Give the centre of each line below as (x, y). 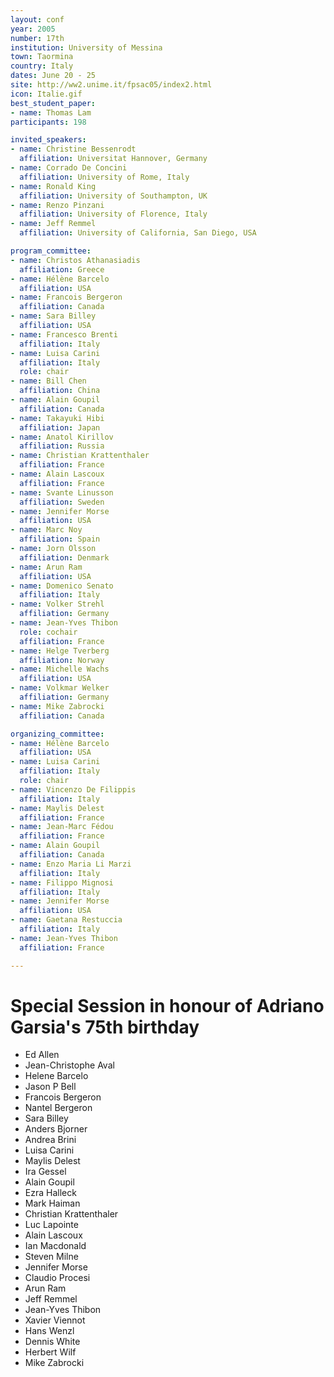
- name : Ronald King (53, 186)
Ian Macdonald (55, 1246)
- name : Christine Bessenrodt (73, 149)
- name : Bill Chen (48, 381)
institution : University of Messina (86, 47)
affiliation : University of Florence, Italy (113, 214)
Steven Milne (51, 1257)
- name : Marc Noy (46, 530)
